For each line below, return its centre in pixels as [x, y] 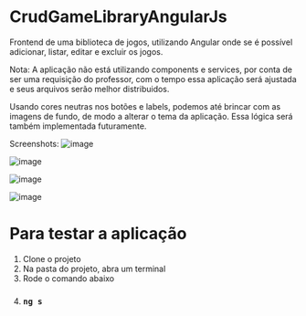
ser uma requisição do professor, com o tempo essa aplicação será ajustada [153, 79]
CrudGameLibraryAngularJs [119, 17]
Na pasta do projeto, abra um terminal [94, 269]
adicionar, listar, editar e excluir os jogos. [86, 51]
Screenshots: [34, 143]
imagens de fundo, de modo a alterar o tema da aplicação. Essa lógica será [151, 116]
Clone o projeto [52, 258]
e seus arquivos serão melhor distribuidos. [90, 89]
